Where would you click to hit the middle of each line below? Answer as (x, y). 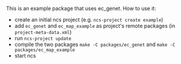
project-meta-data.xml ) (43, 32)
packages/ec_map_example (45, 50)
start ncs (25, 56)
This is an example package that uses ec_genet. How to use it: (81, 8)
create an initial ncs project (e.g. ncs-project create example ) (89, 19)
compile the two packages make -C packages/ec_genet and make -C (95, 44)
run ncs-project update (43, 38)
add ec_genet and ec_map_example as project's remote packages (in (95, 26)
